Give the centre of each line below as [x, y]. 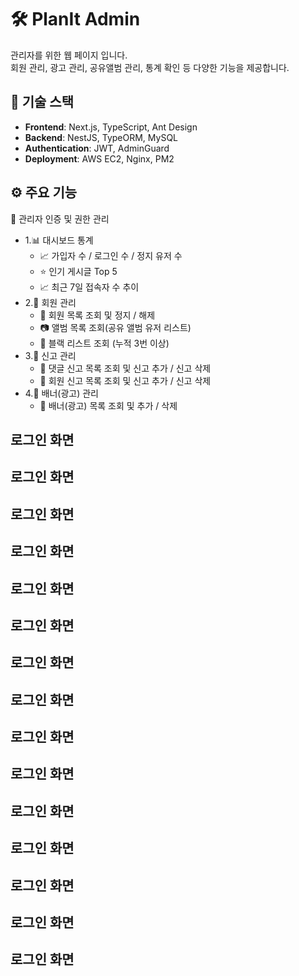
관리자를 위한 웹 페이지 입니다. [69, 55]
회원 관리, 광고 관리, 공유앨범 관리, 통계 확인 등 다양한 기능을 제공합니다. [150, 67]
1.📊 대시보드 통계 [59, 240]
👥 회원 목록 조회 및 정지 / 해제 [97, 315]
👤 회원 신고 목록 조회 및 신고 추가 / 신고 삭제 [125, 380]
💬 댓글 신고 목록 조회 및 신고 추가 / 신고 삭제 [125, 368]
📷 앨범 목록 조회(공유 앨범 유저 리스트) [115, 327]
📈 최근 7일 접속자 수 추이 [89, 287]
